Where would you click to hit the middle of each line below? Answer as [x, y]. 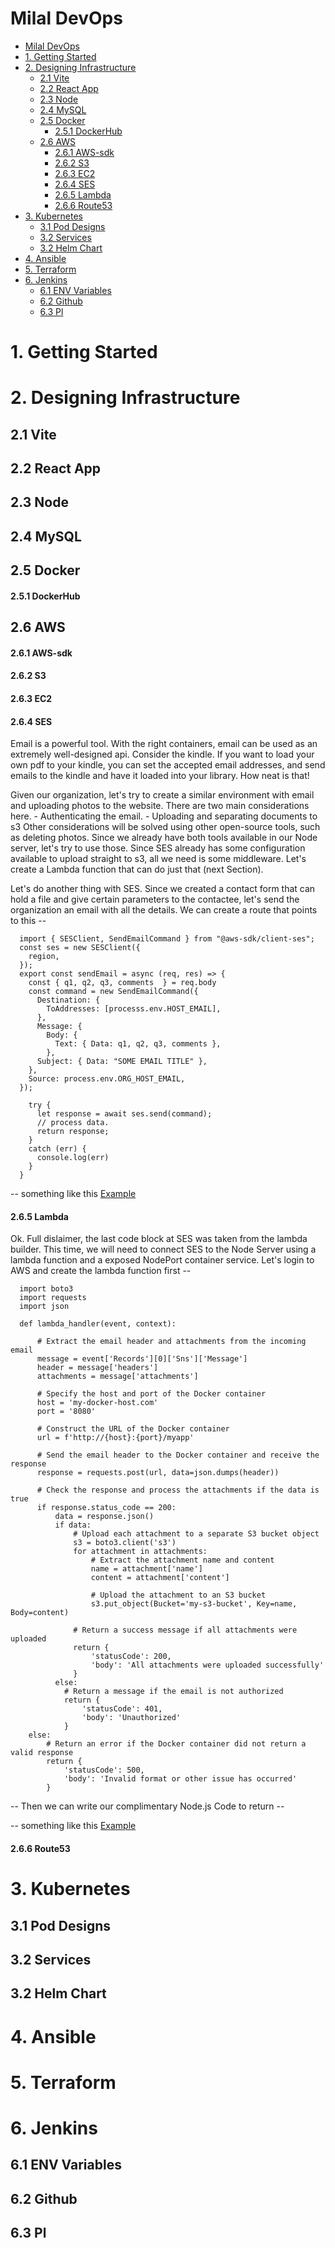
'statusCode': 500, [104, 1770]
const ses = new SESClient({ [80, 948]
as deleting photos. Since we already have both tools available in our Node [164, 838]
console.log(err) [73, 1158]
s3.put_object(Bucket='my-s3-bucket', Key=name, [194, 1604]
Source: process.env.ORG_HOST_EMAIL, [107, 1079]
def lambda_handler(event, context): [98, 1324]
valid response [42, 1753]
